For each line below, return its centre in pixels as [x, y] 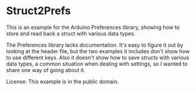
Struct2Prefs [39, 11]
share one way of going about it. [46, 70]
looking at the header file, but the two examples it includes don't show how [98, 51]
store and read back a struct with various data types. [71, 33]
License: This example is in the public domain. [63, 82]
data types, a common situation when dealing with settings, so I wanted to [97, 64]
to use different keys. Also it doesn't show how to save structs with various [98, 57]
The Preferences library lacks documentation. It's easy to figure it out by [95, 45]
